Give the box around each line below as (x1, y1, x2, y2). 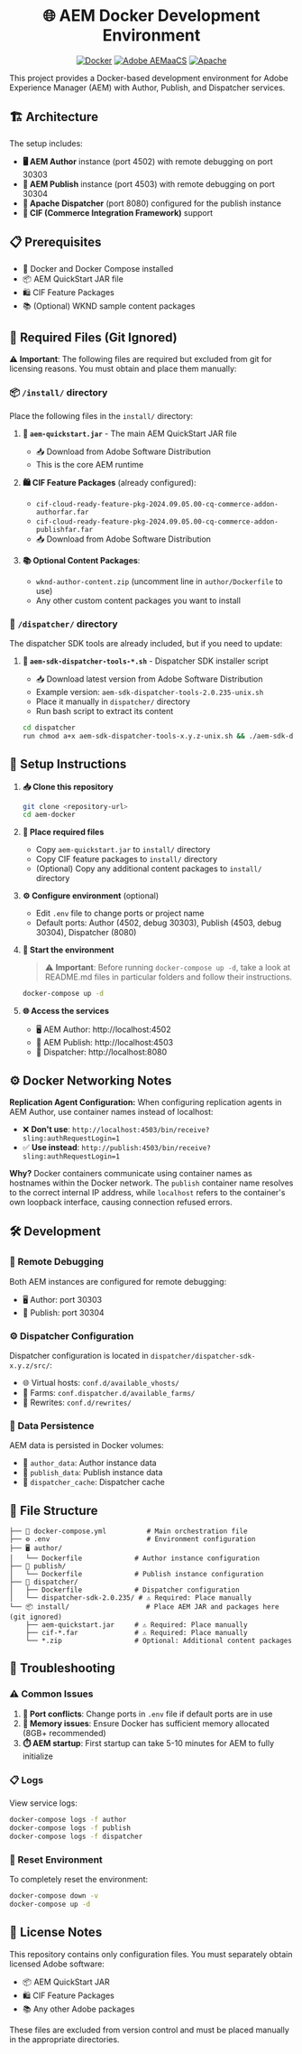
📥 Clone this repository (22, 781, 114, 792)
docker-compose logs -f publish (9, 1823, 131, 1833)
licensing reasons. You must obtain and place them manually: (9, 363, 237, 375)
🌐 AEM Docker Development (42, 5, 261, 26)
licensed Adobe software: (9, 1958, 105, 1969)
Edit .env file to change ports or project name (35, 908, 205, 919)
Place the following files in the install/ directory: (9, 410, 194, 421)
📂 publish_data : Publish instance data (22, 1467, 163, 1478)
